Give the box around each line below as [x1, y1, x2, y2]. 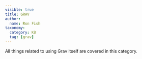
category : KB [9, 30, 36, 35]
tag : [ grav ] [9, 35, 34, 40]
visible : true [5, 7, 34, 12]
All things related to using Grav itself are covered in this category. [5, 48, 138, 54]
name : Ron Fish [9, 21, 41, 26]
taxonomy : [5, 26, 26, 30]
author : [5, 16, 21, 21]
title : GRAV [5, 12, 29, 17]
